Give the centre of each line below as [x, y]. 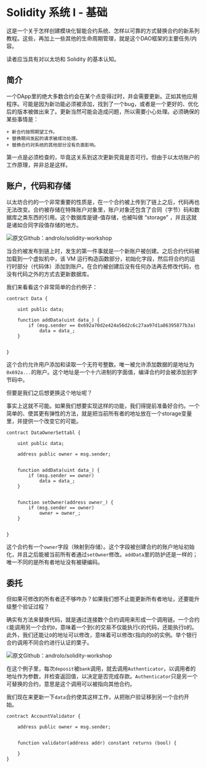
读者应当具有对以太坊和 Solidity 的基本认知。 [63, 59]
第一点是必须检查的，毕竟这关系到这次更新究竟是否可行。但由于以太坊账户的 [103, 157]
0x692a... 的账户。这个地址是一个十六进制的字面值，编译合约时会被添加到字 [102, 372]
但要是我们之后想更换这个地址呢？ [49, 392]
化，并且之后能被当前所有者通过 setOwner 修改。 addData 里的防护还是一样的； [102, 554]
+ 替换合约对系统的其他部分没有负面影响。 [53, 145]
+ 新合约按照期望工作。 [32, 132]
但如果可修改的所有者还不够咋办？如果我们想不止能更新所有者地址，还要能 [100, 599]
